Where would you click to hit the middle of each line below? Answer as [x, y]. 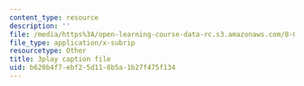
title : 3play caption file [60, 59]
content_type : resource [54, 17]
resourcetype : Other [48, 51]
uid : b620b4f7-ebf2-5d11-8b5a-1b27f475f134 [93, 68]
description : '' [40, 26]
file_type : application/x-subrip [72, 43]
